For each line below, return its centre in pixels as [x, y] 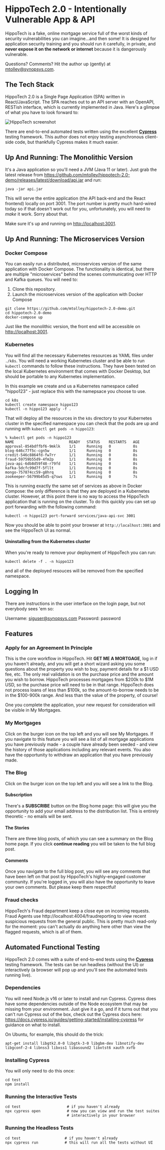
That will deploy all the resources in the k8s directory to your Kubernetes [79, 418]
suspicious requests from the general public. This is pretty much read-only [81, 921]
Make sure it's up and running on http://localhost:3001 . [61, 223]
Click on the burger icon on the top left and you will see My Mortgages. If [79, 734]
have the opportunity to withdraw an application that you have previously [79, 755]
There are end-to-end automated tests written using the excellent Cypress [81, 131]
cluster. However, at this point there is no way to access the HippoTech [77, 496]
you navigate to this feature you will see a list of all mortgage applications [80, 739]
